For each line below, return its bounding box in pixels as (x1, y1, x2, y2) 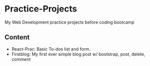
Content (4, 33, 30, 41)
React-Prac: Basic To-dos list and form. (11, 46, 91, 52)
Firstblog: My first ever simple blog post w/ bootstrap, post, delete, (11, 51, 146, 57)
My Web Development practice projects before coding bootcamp (4, 19, 134, 25)
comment (11, 56, 31, 62)
